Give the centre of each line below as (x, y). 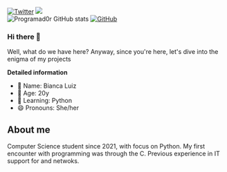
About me (29, 130)
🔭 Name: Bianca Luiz (47, 86)
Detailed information (37, 73)
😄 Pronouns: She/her (48, 108)
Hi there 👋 (24, 37)
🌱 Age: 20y (33, 93)
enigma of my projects (39, 59)
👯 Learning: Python (45, 101)
